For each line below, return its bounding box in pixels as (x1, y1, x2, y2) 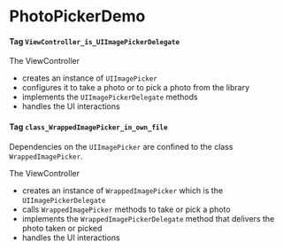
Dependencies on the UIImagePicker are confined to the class (9, 141, 233, 152)
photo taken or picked (21, 223, 103, 233)
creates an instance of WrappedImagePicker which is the (21, 184, 224, 196)
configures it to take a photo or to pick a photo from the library (21, 82, 250, 93)
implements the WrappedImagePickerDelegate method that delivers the (21, 213, 275, 223)
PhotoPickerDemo (9, 6, 146, 27)
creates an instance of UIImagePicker (21, 73, 157, 83)
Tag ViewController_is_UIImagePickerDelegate (9, 35, 180, 46)
